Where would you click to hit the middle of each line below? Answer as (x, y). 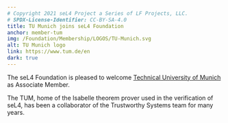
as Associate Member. (39, 84)
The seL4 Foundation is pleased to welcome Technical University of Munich (114, 77)
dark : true (23, 58)
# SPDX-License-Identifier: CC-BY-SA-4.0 (67, 20)
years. (16, 112)
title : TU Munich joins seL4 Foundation (66, 26)
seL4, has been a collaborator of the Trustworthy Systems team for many (110, 105)
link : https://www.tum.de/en (49, 52)
